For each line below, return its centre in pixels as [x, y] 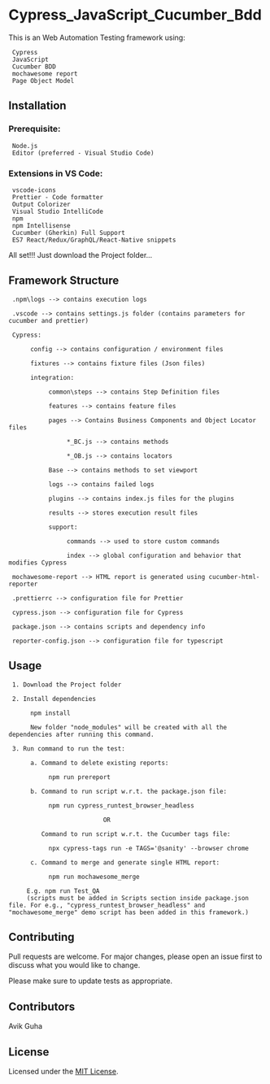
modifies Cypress [38, 563]
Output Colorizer [41, 204]
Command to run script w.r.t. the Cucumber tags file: [136, 834]
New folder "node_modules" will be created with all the [128, 727]
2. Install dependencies [54, 699]
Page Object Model [43, 81]
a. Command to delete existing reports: [99, 763]
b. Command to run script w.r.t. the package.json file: [128, 791]
